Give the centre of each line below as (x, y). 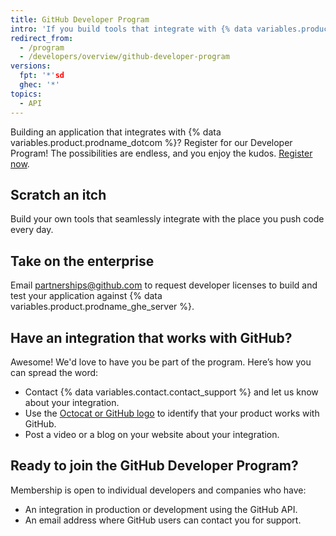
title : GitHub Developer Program (80, 19)
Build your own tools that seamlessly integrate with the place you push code (167, 219)
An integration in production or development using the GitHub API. (161, 509)
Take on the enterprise (82, 261)
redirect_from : (42, 38)
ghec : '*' (39, 85)
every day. (32, 230)
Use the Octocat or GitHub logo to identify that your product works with (172, 413)
